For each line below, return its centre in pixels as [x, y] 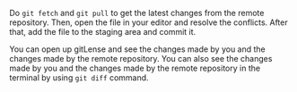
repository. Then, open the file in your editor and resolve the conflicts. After [149, 22]
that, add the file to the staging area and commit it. [103, 32]
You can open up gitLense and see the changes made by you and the [138, 49]
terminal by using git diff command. [79, 78]
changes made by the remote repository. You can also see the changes [141, 59]
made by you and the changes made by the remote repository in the [135, 68]
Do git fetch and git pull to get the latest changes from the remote [137, 13]
